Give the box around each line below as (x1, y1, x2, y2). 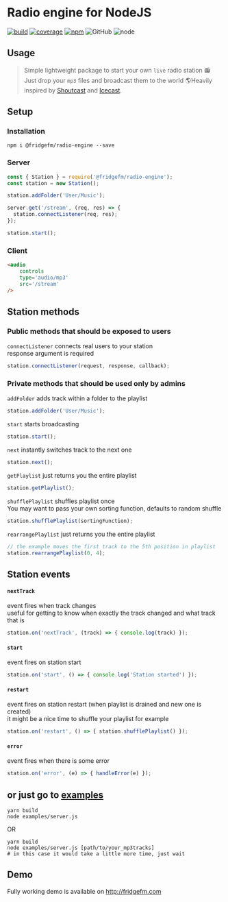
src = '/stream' (19, 280, 60, 287)
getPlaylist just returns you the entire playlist (7, 472, 137, 480)
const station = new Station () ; (7, 180, 99, 186)
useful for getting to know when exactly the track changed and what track (7, 609, 216, 618)
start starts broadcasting (7, 420, 79, 428)
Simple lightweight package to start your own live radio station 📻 (23, 66, 211, 74)
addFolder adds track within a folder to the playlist (7, 394, 148, 402)
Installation (7, 127, 46, 136)
